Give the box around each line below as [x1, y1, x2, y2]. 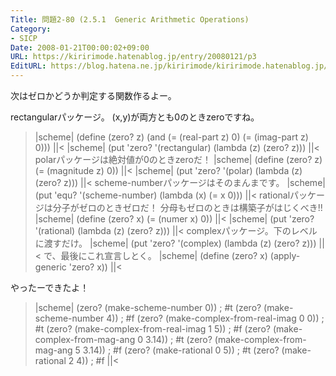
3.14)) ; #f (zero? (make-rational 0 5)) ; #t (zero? [82, 344, 280, 356]
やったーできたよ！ [10, 282, 90, 293]
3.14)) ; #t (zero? [144, 334, 213, 345]
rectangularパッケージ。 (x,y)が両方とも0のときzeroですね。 [10, 111, 260, 123]
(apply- [269, 250, 301, 261]
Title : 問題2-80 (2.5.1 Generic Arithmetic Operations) [10, 14, 250, 25]
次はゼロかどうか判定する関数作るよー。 [10, 90, 177, 101]
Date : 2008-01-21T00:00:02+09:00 [10, 42, 150, 53]
